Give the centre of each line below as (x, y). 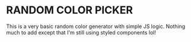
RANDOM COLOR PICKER (70, 10)
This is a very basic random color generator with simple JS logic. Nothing (96, 26)
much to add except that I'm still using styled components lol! (81, 32)
